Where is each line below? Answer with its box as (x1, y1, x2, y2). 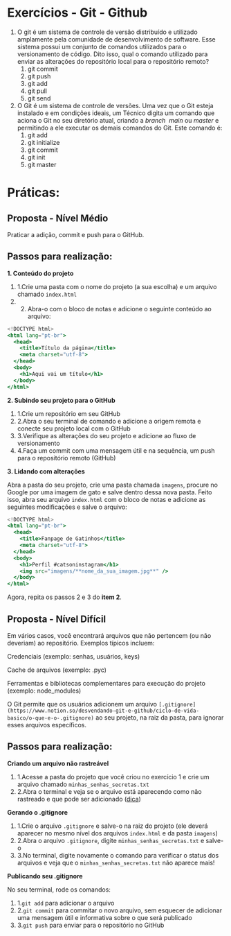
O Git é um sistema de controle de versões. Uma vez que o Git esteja (17, 101, 214, 110)
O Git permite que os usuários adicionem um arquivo (7, 700, 158, 708)
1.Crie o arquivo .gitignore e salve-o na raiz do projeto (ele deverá (17, 822, 208, 830)
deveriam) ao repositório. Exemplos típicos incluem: (7, 639, 155, 647)
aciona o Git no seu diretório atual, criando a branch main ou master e (17, 116, 219, 124)
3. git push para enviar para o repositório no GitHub (17, 921, 165, 929)
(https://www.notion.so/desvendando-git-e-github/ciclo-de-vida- (7, 707, 199, 714)
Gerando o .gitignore (7, 808, 68, 816)
